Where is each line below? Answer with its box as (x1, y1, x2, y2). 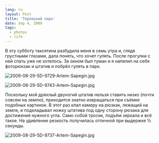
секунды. (5, 123, 24, 128)
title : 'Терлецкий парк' (5, 16, 56, 21)
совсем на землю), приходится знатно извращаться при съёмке (5, 97, 140, 102)
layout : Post (5, 12, 32, 17)
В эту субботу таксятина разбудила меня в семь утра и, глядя (5, 47, 136, 54)
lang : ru (5, 7, 23, 12)
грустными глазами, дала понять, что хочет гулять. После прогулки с (5, 53, 151, 59)
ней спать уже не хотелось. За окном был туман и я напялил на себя (5, 58, 150, 64)
